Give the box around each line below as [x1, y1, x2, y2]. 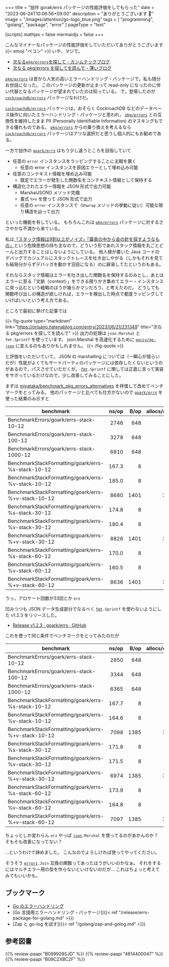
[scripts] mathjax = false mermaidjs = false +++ [5, 32, 104, 37]
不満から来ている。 [22, 225, 63, 231]
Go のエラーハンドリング [12, 903, 64, 909]
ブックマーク [5, 889, 45, 897]
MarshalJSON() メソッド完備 [20, 190, 80, 195]
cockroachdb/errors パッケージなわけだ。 [5, 95, 92, 101]
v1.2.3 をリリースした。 [11, 612, 59, 618]
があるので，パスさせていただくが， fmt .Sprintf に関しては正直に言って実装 [5, 366, 164, 372]
